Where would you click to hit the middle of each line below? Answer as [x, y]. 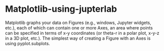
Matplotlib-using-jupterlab [61, 9]
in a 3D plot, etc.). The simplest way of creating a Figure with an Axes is [78, 38]
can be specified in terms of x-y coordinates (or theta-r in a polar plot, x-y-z [82, 33]
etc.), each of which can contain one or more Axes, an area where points [79, 27]
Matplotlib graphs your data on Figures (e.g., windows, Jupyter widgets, [78, 23]
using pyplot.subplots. [28, 43]
